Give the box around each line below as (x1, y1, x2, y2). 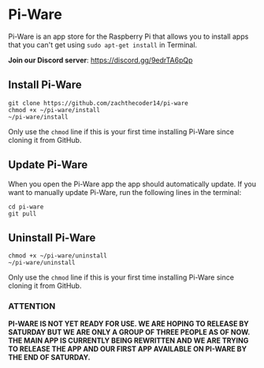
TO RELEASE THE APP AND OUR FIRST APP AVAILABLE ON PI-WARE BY (8, 344, 247, 353)
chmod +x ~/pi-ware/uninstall (8, 252, 108, 260)
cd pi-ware (8, 203, 44, 211)
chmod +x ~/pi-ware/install (8, 106, 101, 114)
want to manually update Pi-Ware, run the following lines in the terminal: (8, 187, 242, 197)
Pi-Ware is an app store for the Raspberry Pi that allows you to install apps (8, 32, 249, 41)
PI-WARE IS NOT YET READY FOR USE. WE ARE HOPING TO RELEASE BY (8, 318, 250, 329)
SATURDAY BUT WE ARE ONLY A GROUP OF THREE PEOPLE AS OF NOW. (8, 327, 251, 336)
